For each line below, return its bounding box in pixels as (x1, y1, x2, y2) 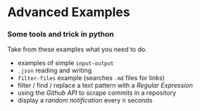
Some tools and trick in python (7, 30, 114, 39)
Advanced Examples (7, 4, 130, 20)
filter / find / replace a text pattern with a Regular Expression (17, 81, 194, 90)
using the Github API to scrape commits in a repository (17, 89, 177, 97)
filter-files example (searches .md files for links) (17, 74, 165, 82)
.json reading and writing (17, 66, 92, 74)
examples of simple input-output (17, 59, 114, 67)
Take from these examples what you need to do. (7, 45, 147, 53)
